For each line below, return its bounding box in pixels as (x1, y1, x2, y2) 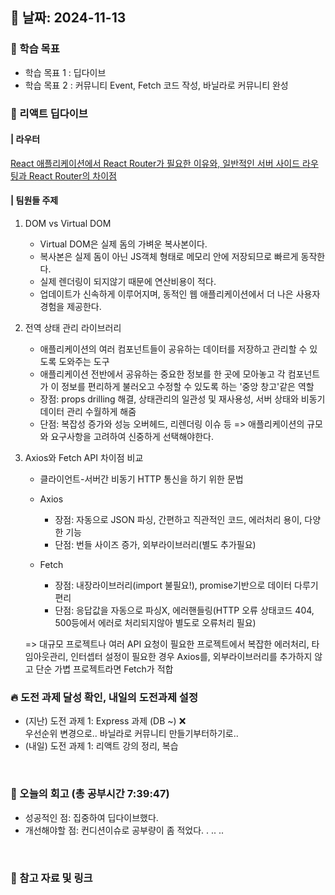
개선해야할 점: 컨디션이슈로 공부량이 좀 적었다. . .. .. (24, 824, 225, 836)
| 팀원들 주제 (10, 194, 59, 207)
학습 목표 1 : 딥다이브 (24, 66, 107, 78)
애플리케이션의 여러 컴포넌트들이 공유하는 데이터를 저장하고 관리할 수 (39, 343, 308, 355)
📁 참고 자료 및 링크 (10, 871, 93, 885)
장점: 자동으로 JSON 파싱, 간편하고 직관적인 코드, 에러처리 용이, (54, 514, 303, 526)
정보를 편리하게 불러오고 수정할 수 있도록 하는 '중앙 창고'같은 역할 (61, 381, 315, 393)
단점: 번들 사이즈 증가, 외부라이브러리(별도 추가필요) (54, 539, 257, 551)
